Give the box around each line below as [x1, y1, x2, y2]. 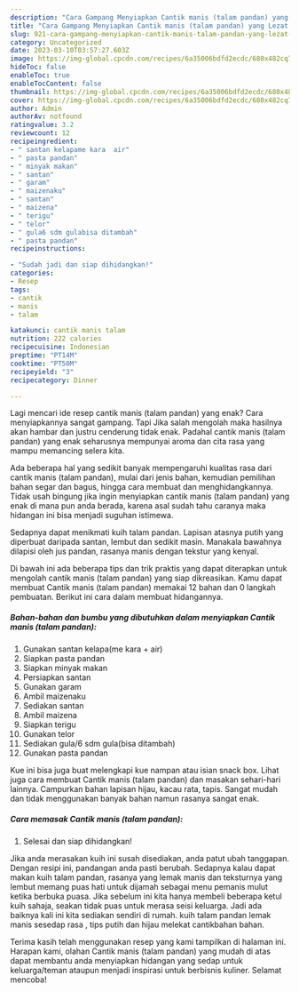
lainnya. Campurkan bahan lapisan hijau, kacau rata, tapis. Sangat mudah [10, 784, 279, 795]
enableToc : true [10, 71, 70, 80]
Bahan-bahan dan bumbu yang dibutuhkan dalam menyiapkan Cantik [10, 612, 276, 622]
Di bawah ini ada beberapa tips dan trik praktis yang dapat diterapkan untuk [10, 564, 287, 574]
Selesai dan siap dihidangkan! [22, 836, 132, 847]
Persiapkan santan [22, 672, 91, 683]
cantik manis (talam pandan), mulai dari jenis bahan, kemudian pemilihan [10, 472, 276, 483]
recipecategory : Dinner [10, 375, 98, 385]
